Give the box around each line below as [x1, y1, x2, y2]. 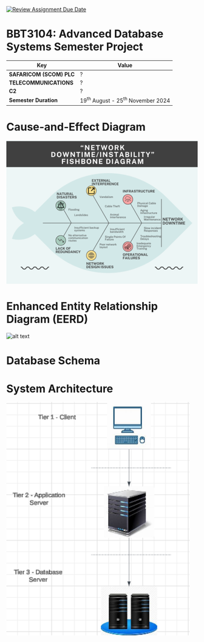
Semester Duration [8, 96, 58, 103]
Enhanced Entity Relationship [6, 300, 158, 313]
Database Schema [6, 354, 101, 368]
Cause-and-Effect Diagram [6, 120, 146, 134]
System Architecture [6, 382, 114, 395]
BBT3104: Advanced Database [6, 27, 164, 41]
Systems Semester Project [6, 40, 144, 54]
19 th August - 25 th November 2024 [80, 96, 171, 105]
